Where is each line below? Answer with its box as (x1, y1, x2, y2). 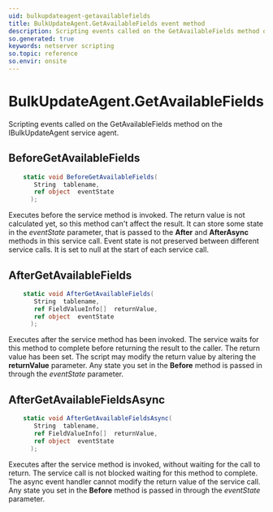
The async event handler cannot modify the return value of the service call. (8, 476, 261, 486)
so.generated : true (8, 34, 75, 43)
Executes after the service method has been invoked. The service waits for (8, 335, 259, 345)
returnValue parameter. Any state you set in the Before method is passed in (8, 361, 262, 371)
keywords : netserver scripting (8, 42, 115, 50)
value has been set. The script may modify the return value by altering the (8, 352, 257, 362)
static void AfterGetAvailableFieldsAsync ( (23, 414, 173, 423)
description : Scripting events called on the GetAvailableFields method (8, 27, 260, 35)
